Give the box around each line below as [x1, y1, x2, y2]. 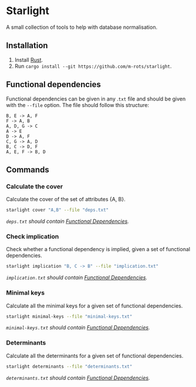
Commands [6, 165, 50, 175]
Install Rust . [14, 56, 43, 63]
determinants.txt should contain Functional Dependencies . [6, 374, 150, 381]
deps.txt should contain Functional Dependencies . [6, 218, 129, 225]
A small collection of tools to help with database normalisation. [6, 24, 157, 31]
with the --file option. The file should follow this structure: [6, 101, 150, 108]
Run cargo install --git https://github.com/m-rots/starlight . [14, 62, 172, 69]
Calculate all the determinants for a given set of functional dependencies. [6, 352, 184, 359]
